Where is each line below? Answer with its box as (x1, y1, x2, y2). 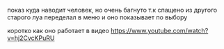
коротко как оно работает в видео (7, 27, 110, 35)
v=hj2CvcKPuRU (7, 34, 55, 42)
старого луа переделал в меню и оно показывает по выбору (7, 13, 188, 21)
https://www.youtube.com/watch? (111, 27, 209, 35)
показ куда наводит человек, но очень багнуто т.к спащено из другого (7, 6, 218, 14)
